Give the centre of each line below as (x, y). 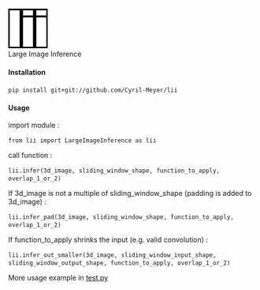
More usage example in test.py (58, 278)
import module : (34, 125)
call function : (30, 156)
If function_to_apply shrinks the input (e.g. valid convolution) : (108, 240)
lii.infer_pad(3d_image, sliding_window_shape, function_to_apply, (121, 217)
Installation (27, 72)
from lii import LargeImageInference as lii (82, 141)
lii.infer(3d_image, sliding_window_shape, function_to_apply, (114, 171)
